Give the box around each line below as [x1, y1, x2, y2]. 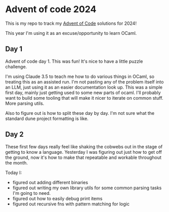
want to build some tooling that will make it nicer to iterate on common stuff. [5, 95, 163, 101]
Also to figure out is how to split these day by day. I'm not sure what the [5, 110, 155, 116]
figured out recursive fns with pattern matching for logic [12, 201, 130, 207]
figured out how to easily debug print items [12, 195, 103, 201]
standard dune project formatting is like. [5, 115, 89, 121]
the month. [5, 159, 28, 165]
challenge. [5, 63, 27, 69]
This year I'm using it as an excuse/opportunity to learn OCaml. [5, 30, 137, 36]
